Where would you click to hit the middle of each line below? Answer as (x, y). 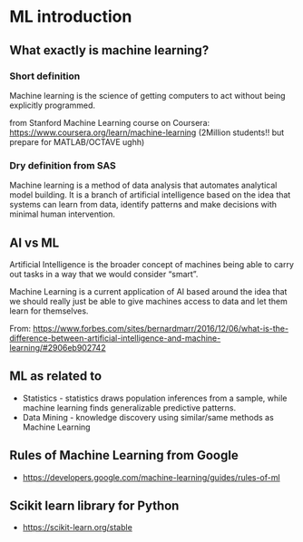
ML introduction (71, 17)
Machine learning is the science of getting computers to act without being (147, 95)
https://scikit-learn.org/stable (78, 527)
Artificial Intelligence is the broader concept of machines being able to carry (152, 264)
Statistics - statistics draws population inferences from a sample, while (155, 398)
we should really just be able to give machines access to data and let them (148, 301)
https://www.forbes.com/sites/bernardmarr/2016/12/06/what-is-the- (161, 328)
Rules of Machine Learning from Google (124, 455)
